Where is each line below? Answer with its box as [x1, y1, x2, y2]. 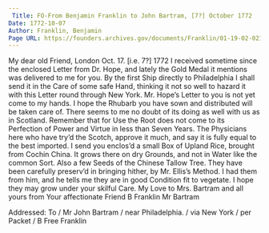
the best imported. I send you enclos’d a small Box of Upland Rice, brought [8, 141, 255, 151]
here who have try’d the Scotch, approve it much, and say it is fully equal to [8, 133, 257, 143]
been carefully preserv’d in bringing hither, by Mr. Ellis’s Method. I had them [8, 167, 258, 176]
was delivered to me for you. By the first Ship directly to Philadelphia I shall [8, 73, 255, 82]
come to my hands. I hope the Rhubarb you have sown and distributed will [8, 98, 253, 108]
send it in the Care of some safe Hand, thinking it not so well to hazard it [8, 82, 247, 91]
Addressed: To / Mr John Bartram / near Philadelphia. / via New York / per [8, 207, 252, 217]
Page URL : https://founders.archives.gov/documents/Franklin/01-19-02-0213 [8, 34, 267, 42]
